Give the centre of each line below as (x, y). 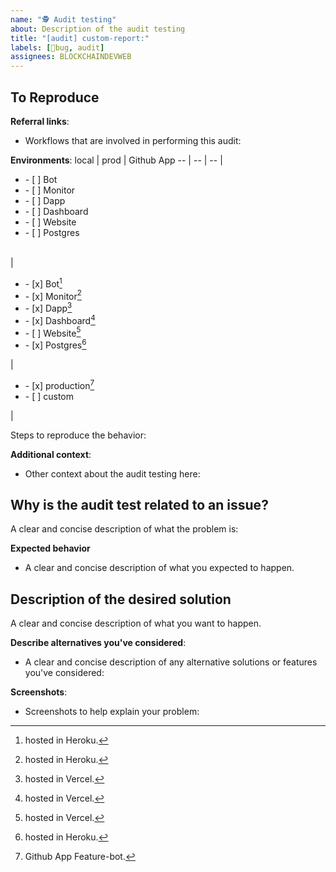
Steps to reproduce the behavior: (78, 435)
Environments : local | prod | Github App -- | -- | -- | (116, 160)
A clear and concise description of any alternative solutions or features (171, 662)
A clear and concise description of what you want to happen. (136, 623)
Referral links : (40, 121)
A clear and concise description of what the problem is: (124, 529)
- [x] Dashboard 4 (60, 319)
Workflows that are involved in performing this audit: (133, 140)
